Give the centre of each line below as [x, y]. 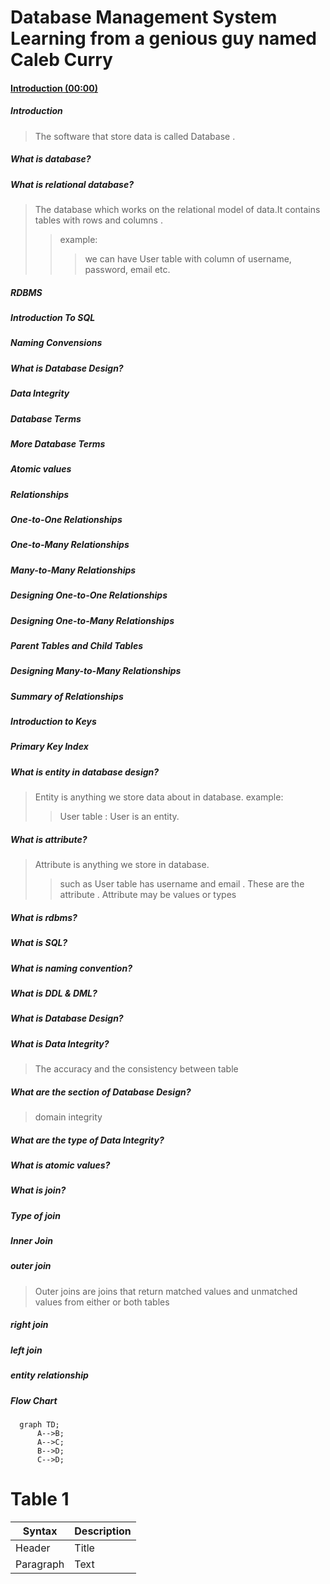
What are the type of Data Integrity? [87, 1140]
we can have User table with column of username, [188, 259]
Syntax [40, 1531]
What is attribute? [49, 839]
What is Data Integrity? [60, 1043]
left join [26, 1350]
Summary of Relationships [67, 696]
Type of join [35, 1215]
